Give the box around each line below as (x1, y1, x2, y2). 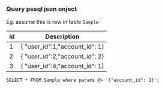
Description (45, 32, 80, 41)
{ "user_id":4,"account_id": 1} (20, 62, 104, 70)
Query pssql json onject (6, 5, 77, 13)
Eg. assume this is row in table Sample (6, 19, 99, 26)
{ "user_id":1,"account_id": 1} (20, 42, 104, 51)
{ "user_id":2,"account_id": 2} (20, 53, 104, 61)
